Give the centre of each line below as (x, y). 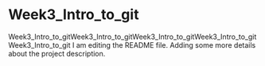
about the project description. (57, 53)
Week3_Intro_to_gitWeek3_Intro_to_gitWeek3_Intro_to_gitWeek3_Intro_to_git (132, 37)
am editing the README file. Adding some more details (166, 45)
